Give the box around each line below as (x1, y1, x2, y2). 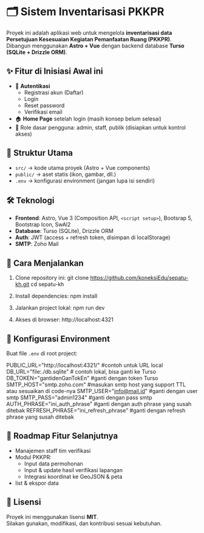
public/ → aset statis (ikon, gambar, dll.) (15, 170, 117, 178)
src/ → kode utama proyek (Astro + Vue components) (15, 164, 151, 171)
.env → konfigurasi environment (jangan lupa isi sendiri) (15, 177, 155, 184)
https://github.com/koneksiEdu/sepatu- (90, 274, 189, 282)
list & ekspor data (15, 479, 59, 487)
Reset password (24, 102, 65, 109)
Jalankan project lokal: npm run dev (15, 304, 105, 312)
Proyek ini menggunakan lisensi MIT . (6, 513, 99, 520)
